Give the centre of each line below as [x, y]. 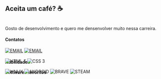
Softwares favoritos [26, 72]
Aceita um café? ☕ [34, 9]
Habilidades [18, 62]
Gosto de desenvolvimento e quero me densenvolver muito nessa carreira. [81, 28]
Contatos [15, 39]
